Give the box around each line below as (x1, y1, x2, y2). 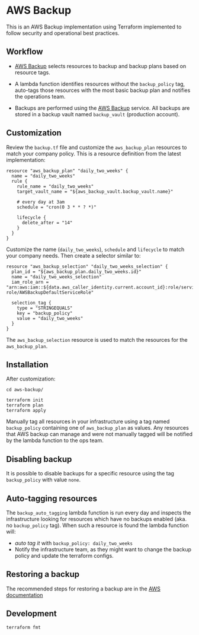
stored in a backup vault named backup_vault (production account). (14, 110, 180, 118)
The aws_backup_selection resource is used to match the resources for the (6, 336, 188, 343)
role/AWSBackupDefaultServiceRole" (6, 289, 94, 296)
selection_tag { (11, 300, 52, 306)
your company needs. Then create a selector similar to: (6, 252, 141, 259)
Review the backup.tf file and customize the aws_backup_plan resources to (6, 144, 188, 151)
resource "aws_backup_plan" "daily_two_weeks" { (6, 167, 129, 174)
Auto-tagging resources (6, 493, 98, 503)
